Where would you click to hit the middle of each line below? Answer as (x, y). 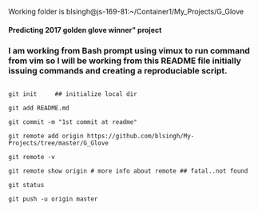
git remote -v (32, 157)
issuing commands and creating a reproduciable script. (118, 70)
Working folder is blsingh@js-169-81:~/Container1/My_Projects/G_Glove (126, 12)
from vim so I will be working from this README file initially (125, 61)
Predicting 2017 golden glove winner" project (85, 30)
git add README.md (39, 108)
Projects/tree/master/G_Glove (59, 143)
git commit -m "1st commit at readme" (73, 122)
